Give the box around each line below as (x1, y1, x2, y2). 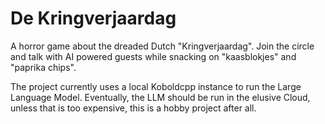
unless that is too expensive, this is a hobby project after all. (10, 102, 257, 114)
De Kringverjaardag (10, 7, 177, 30)
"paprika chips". (10, 61, 77, 73)
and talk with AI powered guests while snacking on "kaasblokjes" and (10, 50, 297, 62)
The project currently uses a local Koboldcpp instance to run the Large (10, 80, 302, 92)
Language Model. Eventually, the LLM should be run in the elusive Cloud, (10, 91, 311, 103)
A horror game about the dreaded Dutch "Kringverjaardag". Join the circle (10, 40, 315, 52)
